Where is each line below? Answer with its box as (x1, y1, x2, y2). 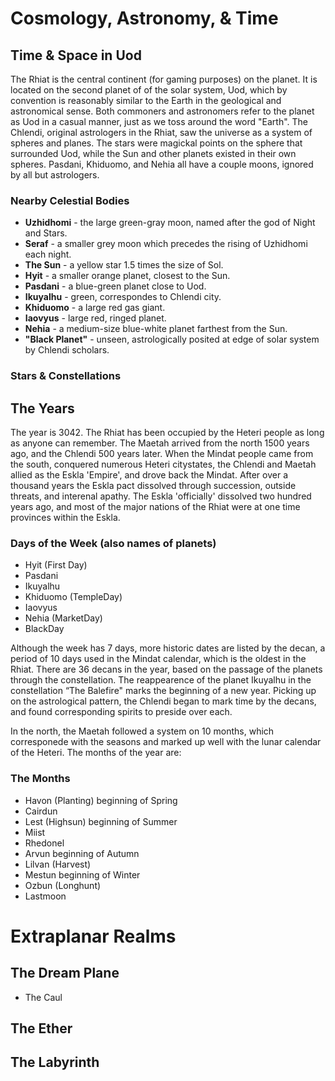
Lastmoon (24, 890, 67, 902)
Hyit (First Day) (24, 559, 88, 571)
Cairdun (24, 805, 58, 817)
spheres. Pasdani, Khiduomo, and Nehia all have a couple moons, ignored (10, 158, 314, 170)
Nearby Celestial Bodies (10, 193, 130, 207)
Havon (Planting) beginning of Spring (24, 794, 178, 806)
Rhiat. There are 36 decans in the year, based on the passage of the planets (10, 663, 323, 676)
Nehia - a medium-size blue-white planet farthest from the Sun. (24, 323, 288, 335)
